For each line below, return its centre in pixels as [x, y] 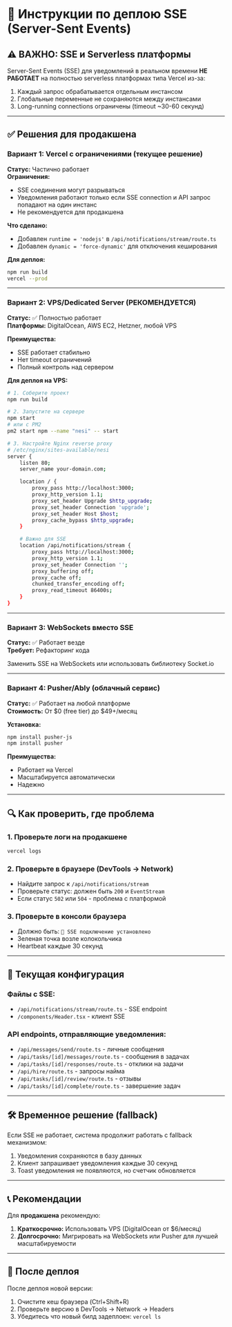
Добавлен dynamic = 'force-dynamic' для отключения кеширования [117, 246]
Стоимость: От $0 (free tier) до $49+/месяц [72, 711]
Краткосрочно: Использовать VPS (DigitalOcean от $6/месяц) [109, 1229]
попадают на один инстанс [57, 204]
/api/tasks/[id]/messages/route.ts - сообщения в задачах [103, 1057]
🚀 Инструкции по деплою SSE [97, 14]
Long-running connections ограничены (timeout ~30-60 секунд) [110, 106]
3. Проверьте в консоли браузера [67, 917]
